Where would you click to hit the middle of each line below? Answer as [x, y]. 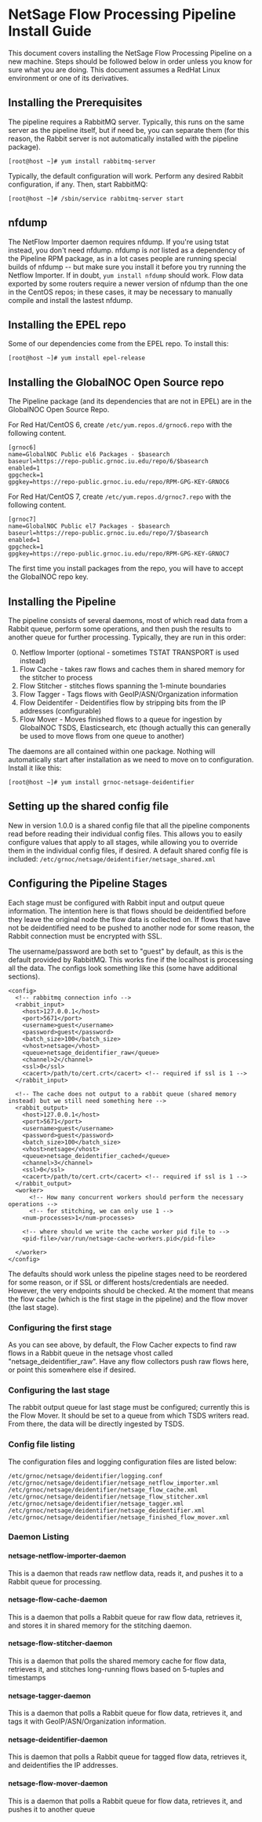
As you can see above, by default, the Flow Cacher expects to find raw [123, 1344]
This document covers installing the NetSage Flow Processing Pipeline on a [130, 53]
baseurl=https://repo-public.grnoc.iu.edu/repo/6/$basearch [109, 462]
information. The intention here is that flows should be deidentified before [127, 911]
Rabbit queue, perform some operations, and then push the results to [120, 629]
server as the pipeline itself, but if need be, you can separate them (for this [129, 130]
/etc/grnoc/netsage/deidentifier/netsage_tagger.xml [96, 1503]
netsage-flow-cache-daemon [58, 1599]
